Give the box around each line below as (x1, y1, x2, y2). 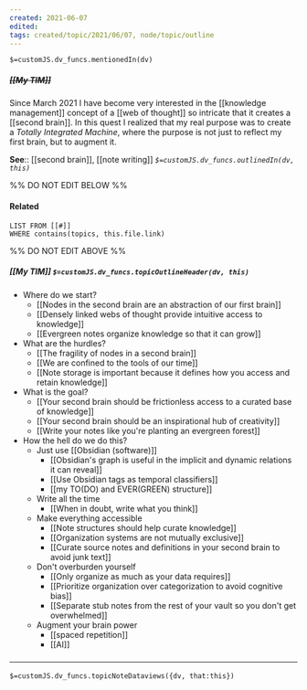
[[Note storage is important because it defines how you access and (36, 366, 291, 377)
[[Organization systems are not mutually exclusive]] (49, 532, 245, 543)
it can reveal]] (49, 463, 102, 475)
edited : (9, 22, 39, 31)
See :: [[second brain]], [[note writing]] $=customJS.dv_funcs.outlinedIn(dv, (9, 154, 295, 165)
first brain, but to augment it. (9, 136, 117, 147)
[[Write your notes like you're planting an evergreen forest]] (36, 425, 260, 436)
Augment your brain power (36, 619, 138, 631)
